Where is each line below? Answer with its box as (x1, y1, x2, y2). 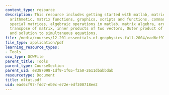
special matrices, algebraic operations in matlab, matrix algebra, (10, 21, 156, 27)
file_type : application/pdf (5, 40, 64, 45)
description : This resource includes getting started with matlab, (5, 12, 150, 17)
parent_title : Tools (5, 59, 49, 64)
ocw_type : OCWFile (5, 54, 44, 59)
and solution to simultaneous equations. (10, 31, 98, 36)
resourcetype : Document (5, 73, 55, 78)
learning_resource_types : (5, 45, 59, 50)
